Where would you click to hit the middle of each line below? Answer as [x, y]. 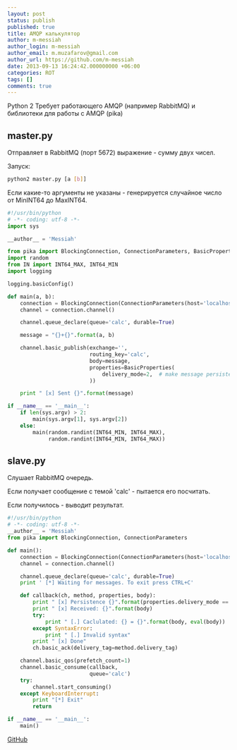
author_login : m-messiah [44, 47]
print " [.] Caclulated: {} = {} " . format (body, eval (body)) [135, 622]
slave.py [26, 461]
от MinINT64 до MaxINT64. [47, 200]
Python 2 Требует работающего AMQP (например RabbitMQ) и [102, 106]
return [42, 707]
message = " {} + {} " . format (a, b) [67, 336]
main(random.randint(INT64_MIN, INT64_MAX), [99, 432]
